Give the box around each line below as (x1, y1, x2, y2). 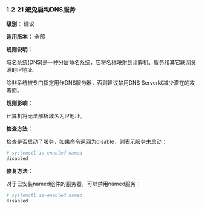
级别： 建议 (6, 20, 34, 28)
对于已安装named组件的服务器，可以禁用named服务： (6, 180, 142, 188)
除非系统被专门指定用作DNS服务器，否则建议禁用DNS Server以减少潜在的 (6, 79, 190, 86)
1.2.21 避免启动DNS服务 (6, 5, 76, 13)
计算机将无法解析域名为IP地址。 (6, 112, 86, 120)
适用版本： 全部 (6, 33, 45, 40)
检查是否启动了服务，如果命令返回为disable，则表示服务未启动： (6, 138, 168, 146)
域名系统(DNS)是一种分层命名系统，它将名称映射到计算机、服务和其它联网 (6, 59, 191, 66)
